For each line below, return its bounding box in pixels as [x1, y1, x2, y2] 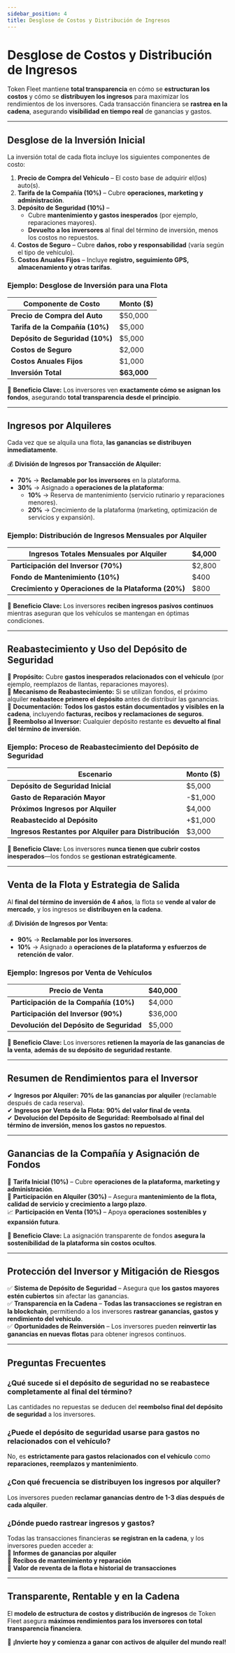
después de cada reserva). [7, 1098, 85, 1107]
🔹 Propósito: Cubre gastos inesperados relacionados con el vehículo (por [7, 673, 224, 681]
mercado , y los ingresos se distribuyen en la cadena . [7, 905, 163, 913]
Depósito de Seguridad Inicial [10, 781, 111, 790]
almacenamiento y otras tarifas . [17, 263, 113, 272]
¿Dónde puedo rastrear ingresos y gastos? [7, 1518, 155, 1528]
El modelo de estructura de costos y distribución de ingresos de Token [7, 1609, 216, 1617]
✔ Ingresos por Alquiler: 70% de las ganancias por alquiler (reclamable [7, 1091, 217, 1099]
